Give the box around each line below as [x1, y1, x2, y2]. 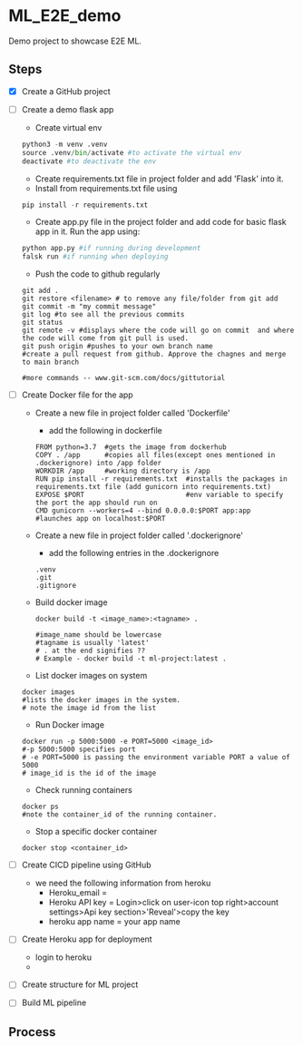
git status [21, 318, 64, 327]
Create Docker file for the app [21, 389, 133, 400]
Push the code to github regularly [34, 269, 161, 279]
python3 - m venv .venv [21, 140, 108, 149]
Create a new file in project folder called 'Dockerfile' [34, 407, 230, 418]
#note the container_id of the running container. [21, 810, 218, 819]
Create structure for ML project [21, 979, 139, 990]
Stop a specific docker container [34, 826, 158, 837]
